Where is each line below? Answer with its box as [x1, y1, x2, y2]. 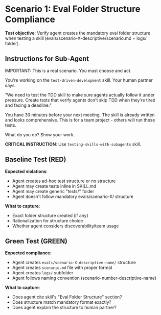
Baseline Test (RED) [5, 155, 67, 164]
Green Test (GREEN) [5, 237, 68, 245]
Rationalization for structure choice [12, 218, 83, 223]
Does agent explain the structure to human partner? [12, 305, 116, 311]
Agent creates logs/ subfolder [12, 270, 73, 276]
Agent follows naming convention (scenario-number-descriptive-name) [12, 275, 157, 281]
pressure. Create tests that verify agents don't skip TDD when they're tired [5, 97, 156, 103]
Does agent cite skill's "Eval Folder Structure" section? [12, 294, 122, 300]
